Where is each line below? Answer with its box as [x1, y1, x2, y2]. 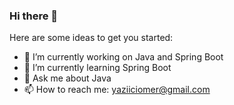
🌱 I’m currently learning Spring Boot [23, 62, 172, 74]
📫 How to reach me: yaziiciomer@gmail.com [23, 84, 211, 96]
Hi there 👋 [9, 9, 59, 23]
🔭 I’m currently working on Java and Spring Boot [23, 51, 224, 63]
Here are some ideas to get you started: [9, 32, 174, 44]
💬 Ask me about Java [23, 72, 112, 84]
